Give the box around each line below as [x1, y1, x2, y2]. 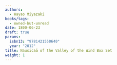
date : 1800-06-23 [5, 25, 40, 30]
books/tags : [5, 16, 29, 21]
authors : [5, 7, 23, 12]
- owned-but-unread [9, 21, 49, 26]
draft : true [5, 30, 29, 35]
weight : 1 [5, 52, 25, 58]
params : [5, 35, 21, 40]
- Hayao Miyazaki [9, 12, 45, 17]
